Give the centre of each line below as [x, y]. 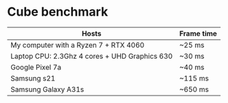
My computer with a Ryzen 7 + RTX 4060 [78, 45]
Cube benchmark [58, 12]
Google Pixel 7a [36, 67]
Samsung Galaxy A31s [47, 89]
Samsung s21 [33, 78]
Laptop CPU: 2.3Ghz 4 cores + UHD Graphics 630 [92, 56]
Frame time [198, 33]
